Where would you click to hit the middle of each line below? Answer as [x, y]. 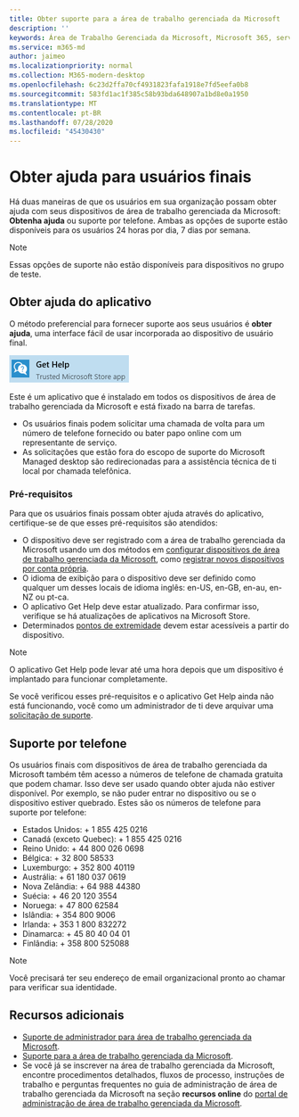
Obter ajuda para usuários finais [130, 177]
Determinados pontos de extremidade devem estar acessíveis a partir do [155, 625]
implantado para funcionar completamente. [89, 679]
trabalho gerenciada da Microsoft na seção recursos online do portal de [155, 1094]
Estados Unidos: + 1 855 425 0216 [85, 829]
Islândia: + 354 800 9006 [69, 914]
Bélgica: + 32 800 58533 [68, 857]
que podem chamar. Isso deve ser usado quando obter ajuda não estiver [142, 783]
